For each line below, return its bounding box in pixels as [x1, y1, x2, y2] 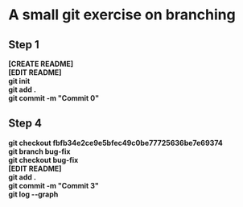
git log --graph [8, 189, 59, 199]
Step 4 [8, 117, 43, 130]
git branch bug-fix [8, 147, 71, 156]
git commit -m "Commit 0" [8, 93, 99, 102]
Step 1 [8, 38, 40, 52]
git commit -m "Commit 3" [8, 180, 99, 190]
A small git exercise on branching [8, 6, 236, 24]
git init [8, 77, 31, 85]
